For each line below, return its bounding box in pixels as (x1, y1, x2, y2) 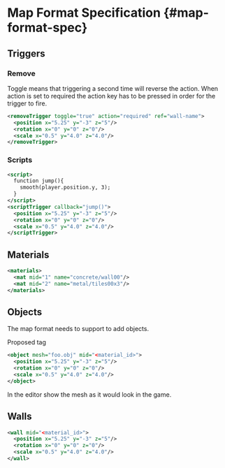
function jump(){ (13, 177, 64, 184)
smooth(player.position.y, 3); (20, 184, 111, 191)
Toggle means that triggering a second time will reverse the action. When (7, 84, 219, 92)
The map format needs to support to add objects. (7, 325, 149, 333)
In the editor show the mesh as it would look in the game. (7, 390, 172, 399)
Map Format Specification (7, 5, 161, 21)
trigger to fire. (7, 99, 48, 108)
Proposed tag (7, 338, 47, 346)
